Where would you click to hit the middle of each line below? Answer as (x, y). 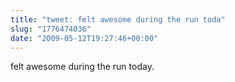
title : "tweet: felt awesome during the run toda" (118, 19)
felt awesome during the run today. (82, 67)
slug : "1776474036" (51, 29)
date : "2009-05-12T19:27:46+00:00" (84, 38)
